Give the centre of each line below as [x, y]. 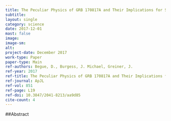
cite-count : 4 [20, 100]
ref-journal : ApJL [25, 81]
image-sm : [16, 43]
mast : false [18, 34]
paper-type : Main [24, 62]
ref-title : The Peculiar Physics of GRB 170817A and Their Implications [84, 76]
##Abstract [17, 114]
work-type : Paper [24, 57]
